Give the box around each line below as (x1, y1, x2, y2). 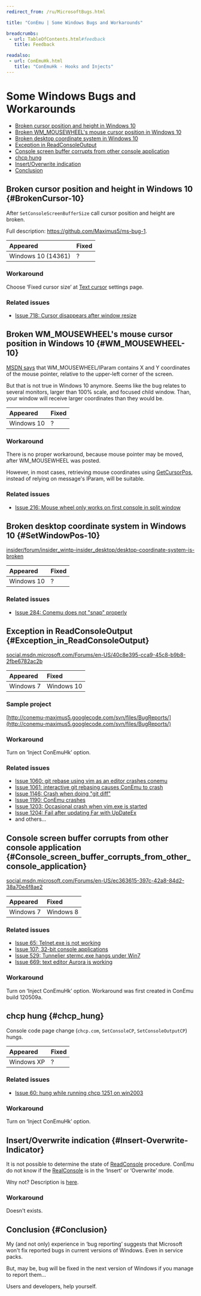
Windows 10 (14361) (9, 251, 71, 260)
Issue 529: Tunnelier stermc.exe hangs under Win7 (14, 952, 141, 959)
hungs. (6, 1033, 23, 1040)
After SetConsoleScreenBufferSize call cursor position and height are (6, 209, 175, 217)
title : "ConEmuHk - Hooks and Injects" (14, 64, 114, 70)
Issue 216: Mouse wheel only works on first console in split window (14, 503, 181, 511)
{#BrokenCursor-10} (6, 193, 85, 204)
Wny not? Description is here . (6, 1178, 79, 1186)
